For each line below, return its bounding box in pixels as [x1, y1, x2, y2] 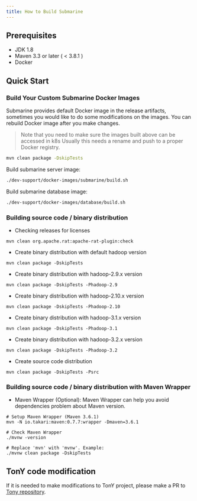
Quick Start [6, 76, 49, 86]
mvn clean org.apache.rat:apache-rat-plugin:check [6, 238, 134, 244]
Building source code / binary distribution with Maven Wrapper [6, 383, 191, 391]
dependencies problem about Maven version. [14, 403, 126, 410]
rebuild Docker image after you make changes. [6, 119, 120, 127]
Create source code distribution [14, 358, 93, 365]
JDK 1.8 [14, 46, 34, 53]
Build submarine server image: [6, 166, 81, 173]
